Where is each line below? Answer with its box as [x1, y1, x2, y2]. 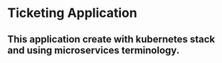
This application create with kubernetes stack [7, 33, 216, 45]
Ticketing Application [7, 5, 137, 21]
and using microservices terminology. [7, 44, 180, 56]
